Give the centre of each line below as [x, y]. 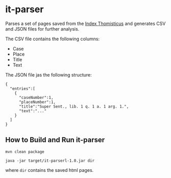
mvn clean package [25, 151]
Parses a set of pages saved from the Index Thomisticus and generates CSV [86, 23]
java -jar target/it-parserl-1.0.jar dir [50, 161]
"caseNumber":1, [36, 97]
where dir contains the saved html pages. [50, 170]
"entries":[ [23, 88]
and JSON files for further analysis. [42, 29]
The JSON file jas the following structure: [48, 74]
